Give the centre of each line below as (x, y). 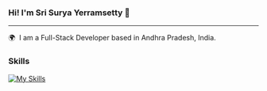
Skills (19, 61)
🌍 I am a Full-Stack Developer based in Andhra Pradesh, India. (112, 38)
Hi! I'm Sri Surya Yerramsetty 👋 (69, 13)
